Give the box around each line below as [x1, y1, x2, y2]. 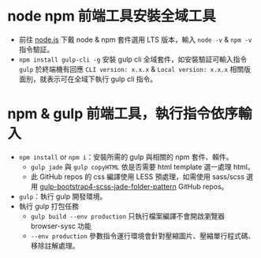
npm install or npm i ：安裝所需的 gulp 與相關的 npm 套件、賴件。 [18, 151, 233, 162]
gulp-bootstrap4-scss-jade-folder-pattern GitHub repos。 [39, 181, 229, 191]
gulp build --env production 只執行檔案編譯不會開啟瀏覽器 [30, 211, 226, 221]
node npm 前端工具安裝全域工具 [7, 7, 216, 25]
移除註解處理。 [30, 241, 80, 250]
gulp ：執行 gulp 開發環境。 [18, 191, 107, 201]
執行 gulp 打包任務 [18, 201, 80, 211]
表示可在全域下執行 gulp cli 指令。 [46, 74, 158, 84]
